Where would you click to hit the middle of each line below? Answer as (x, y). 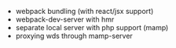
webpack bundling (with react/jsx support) (84, 11)
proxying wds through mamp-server (74, 36)
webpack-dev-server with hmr (65, 19)
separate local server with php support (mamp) (92, 27)
